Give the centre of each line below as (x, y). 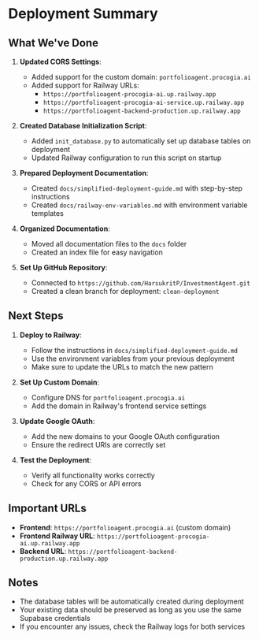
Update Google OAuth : (57, 421)
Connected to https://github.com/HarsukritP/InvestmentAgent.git (141, 283)
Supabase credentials (55, 619)
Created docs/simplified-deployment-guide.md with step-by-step (137, 188)
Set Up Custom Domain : (59, 382)
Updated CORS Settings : (60, 61)
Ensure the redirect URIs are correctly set (98, 444)
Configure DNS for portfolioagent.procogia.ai (108, 397)
